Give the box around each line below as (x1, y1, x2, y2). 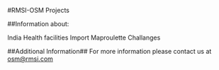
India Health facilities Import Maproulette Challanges (7, 33, 161, 42)
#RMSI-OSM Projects (7, 6, 69, 14)
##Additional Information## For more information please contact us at (7, 47, 212, 55)
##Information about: (7, 20, 69, 28)
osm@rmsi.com (7, 54, 53, 63)
